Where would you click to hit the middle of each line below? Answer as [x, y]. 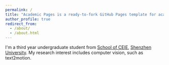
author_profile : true [28, 19]
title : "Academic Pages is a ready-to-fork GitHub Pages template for [81, 14]
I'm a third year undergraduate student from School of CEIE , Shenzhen [78, 47]
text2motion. [18, 58]
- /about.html [24, 33]
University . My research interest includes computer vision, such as [74, 52]
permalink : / [19, 10]
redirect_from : [21, 24]
